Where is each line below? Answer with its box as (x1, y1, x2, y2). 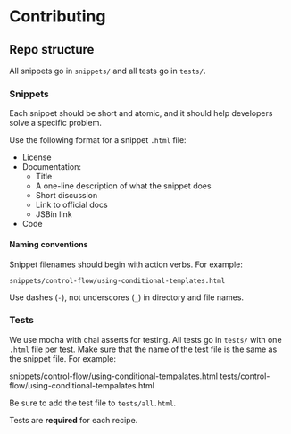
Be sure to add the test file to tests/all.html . (9, 397, 177, 408)
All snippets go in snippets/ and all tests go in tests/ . (9, 65, 206, 76)
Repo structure (9, 42, 95, 57)
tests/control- (220, 371, 270, 381)
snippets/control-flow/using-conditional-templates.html (9, 276, 226, 285)
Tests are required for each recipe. (9, 414, 138, 425)
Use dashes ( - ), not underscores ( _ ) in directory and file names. (9, 292, 244, 303)
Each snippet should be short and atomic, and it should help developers (9, 108, 273, 119)
